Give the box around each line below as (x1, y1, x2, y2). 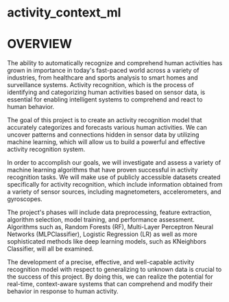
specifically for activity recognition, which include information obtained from (7, 181, 223, 189)
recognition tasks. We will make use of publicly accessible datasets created (7, 173, 221, 181)
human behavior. (7, 103, 55, 111)
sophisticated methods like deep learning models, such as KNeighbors (7, 237, 207, 246)
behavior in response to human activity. (7, 287, 119, 296)
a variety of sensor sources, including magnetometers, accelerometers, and (7, 187, 221, 196)
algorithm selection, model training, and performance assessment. (7, 216, 195, 224)
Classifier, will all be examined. (7, 245, 94, 253)
